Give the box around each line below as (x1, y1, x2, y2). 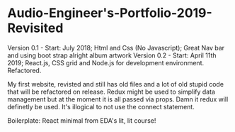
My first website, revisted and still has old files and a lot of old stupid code (7, 79, 224, 88)
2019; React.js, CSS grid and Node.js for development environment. (7, 58, 204, 67)
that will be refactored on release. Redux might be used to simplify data (7, 87, 216, 96)
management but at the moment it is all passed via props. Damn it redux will (7, 94, 229, 104)
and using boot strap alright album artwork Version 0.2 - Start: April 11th (7, 51, 217, 60)
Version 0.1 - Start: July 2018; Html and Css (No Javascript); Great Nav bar (7, 43, 225, 52)
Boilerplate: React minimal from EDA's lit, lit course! (7, 116, 156, 125)
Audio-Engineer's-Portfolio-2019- (7, 5, 212, 21)
